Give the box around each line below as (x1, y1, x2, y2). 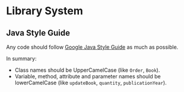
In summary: (6, 55, 37, 62)
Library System (6, 4, 83, 18)
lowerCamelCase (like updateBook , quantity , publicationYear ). (14, 79, 167, 86)
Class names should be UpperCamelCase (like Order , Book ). (14, 66, 160, 74)
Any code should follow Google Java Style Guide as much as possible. (6, 43, 179, 50)
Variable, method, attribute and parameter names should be (14, 73, 161, 80)
